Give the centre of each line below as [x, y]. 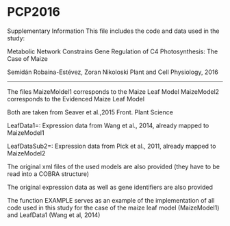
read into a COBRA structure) [48, 174]
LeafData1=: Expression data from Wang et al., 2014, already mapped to [108, 125]
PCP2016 [34, 12]
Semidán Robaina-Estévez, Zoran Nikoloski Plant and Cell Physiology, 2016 [113, 72]
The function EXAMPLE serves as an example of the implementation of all [111, 200]
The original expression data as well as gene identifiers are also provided [110, 187]
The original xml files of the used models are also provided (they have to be [114, 166]
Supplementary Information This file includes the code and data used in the [113, 31]
